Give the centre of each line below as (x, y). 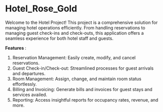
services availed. (30, 95)
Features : (16, 48)
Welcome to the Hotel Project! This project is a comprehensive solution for (81, 22)
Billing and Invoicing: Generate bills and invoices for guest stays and (82, 89)
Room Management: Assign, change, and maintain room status (77, 79)
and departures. (29, 73)
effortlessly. (24, 84)
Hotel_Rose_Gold (41, 9)
